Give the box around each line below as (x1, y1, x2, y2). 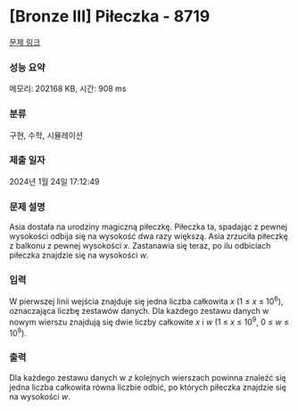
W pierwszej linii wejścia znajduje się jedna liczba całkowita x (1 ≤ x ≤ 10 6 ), (9, 294, 284, 307)
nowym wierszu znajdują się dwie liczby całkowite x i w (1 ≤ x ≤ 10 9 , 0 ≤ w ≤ (9, 315, 290, 327)
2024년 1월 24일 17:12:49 (9, 176, 100, 186)
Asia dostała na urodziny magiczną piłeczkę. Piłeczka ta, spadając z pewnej (9, 221, 288, 233)
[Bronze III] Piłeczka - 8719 (9, 6, 211, 27)
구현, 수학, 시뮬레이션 (9, 129, 83, 140)
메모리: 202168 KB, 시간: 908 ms (9, 83, 127, 95)
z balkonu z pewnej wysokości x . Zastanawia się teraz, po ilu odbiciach (9, 241, 271, 251)
